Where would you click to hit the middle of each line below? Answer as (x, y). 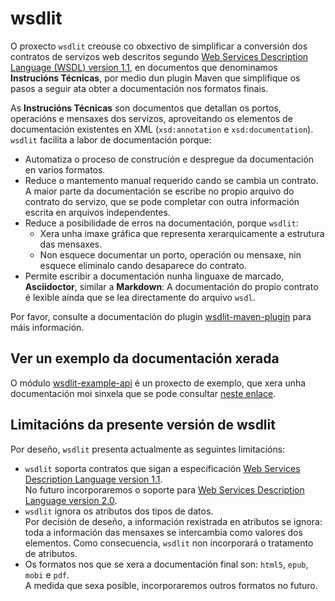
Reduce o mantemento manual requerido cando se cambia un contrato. (171, 180)
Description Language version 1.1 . (93, 479)
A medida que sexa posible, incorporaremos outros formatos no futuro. (171, 585)
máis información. (47, 327)
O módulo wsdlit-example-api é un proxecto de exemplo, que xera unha (158, 383)
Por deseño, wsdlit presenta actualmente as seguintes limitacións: (148, 449)
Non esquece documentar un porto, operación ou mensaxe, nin (170, 254)
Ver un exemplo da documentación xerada (145, 358)
